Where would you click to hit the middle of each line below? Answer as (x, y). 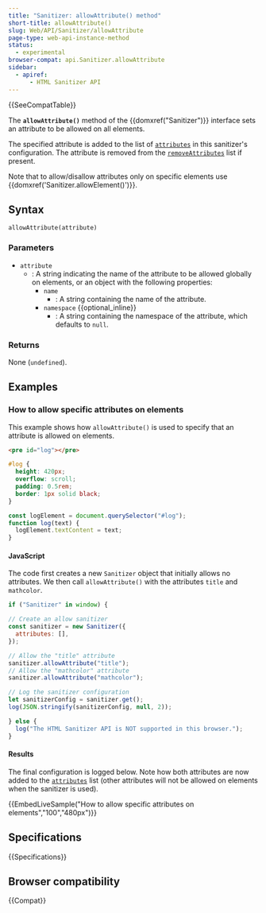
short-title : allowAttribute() (60, 23)
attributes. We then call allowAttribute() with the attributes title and (123, 582)
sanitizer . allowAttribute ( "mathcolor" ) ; (76, 678)
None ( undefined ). (38, 362)
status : (21, 45)
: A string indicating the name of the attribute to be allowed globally (142, 273)
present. (22, 161)
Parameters (31, 248)
